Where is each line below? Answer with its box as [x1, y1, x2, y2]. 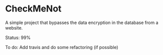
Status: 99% [5, 34, 31, 40]
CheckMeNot [5, 3, 62, 14]
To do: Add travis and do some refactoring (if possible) [5, 44, 119, 50]
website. [5, 24, 23, 30]
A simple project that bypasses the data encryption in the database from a [5, 19, 159, 25]
